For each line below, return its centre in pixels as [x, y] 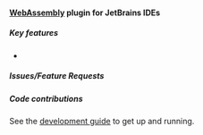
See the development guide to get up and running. [102, 121]
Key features [34, 33]
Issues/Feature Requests [57, 76]
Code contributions [46, 98]
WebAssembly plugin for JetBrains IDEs [85, 13]
